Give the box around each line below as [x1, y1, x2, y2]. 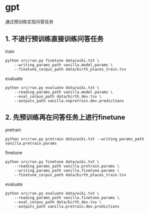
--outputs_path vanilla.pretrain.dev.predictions [14, 204, 120, 209]
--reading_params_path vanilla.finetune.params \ [14, 195, 120, 200]
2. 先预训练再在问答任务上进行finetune [5, 113, 125, 121]
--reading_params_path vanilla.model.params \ [14, 89, 113, 94]
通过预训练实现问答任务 [5, 18, 53, 24]
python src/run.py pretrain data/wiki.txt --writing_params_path [5, 136, 144, 141]
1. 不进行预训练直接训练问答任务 [5, 34, 104, 43]
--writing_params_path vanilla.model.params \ [14, 62, 113, 67]
